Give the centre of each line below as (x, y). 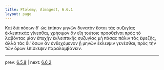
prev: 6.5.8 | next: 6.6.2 (28, 62)
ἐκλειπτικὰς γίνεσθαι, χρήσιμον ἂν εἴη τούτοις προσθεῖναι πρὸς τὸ (73, 33)
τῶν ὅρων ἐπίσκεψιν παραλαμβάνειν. (43, 48)
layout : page (18, 14)
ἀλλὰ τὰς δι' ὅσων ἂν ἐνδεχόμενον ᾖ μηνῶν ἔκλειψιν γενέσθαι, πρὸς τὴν (81, 43)
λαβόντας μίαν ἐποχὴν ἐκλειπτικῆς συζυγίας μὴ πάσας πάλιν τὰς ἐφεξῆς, (81, 38)
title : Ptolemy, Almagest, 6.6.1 (39, 9)
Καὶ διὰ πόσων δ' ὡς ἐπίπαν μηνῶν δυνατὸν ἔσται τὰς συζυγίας (70, 28)
